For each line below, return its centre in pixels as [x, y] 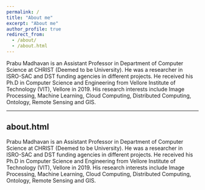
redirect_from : [26, 35]
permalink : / [23, 12]
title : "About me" [30, 18]
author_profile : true [34, 29]
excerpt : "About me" [33, 23]
